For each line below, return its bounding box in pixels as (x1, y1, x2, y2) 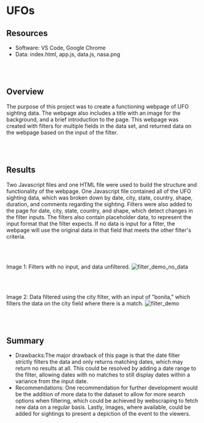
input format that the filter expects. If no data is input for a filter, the (6, 220, 175, 227)
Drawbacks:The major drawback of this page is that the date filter (15, 352, 180, 359)
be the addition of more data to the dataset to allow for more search (15, 391, 186, 398)
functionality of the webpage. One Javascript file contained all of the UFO (6, 187, 192, 195)
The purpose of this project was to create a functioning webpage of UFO (6, 103, 189, 110)
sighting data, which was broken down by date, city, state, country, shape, (6, 193, 193, 201)
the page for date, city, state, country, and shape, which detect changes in (6, 207, 193, 214)
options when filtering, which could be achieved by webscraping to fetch (15, 397, 199, 405)
